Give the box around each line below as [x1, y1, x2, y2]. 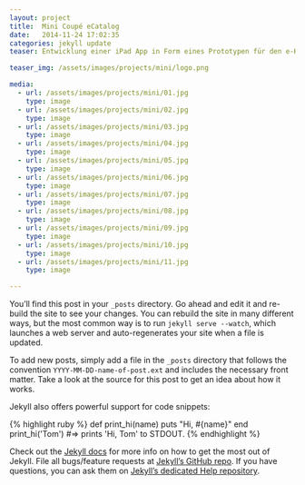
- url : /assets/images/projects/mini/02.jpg [17, 105, 189, 114]
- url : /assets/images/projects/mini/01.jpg [17, 88, 189, 97]
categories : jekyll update [9, 38, 112, 48]
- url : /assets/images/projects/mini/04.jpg [17, 139, 189, 148]
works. [9, 383, 35, 395]
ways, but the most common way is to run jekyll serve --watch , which [9, 318, 277, 329]
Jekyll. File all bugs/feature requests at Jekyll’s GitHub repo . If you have [9, 456, 278, 467]
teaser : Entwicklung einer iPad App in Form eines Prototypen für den [9, 47, 282, 56]
